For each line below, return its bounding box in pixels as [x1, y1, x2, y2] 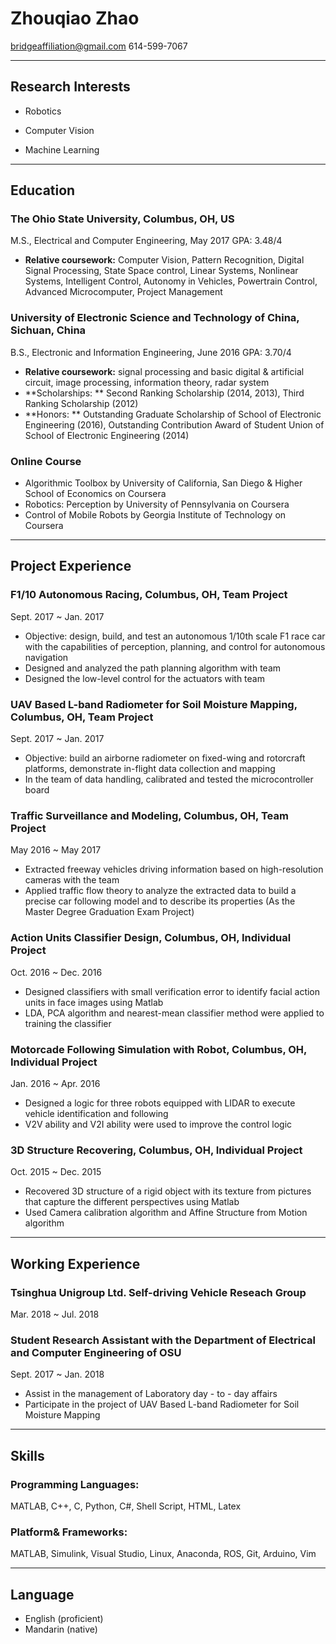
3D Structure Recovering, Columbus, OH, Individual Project [10, 1143, 303, 1157]
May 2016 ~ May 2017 [10, 844, 102, 856]
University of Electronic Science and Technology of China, [10, 311, 300, 325]
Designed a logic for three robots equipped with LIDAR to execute [24, 1097, 296, 1109]
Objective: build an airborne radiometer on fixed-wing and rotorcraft [24, 752, 306, 764]
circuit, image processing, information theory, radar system [24, 376, 270, 388]
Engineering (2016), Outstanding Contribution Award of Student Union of [24, 418, 325, 431]
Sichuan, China [10, 323, 87, 337]
